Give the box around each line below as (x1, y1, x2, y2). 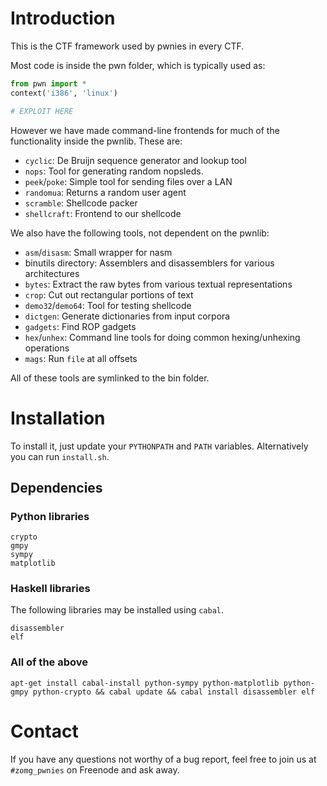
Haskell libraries (10, 582, 91, 596)
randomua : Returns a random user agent (24, 186, 187, 198)
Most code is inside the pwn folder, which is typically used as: (10, 59, 266, 71)
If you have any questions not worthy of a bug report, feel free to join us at (10, 753, 317, 765)
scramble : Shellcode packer (24, 197, 138, 209)
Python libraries (10, 509, 90, 523)
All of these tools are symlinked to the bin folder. (10, 372, 210, 384)
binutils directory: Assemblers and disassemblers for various (24, 257, 275, 269)
